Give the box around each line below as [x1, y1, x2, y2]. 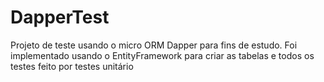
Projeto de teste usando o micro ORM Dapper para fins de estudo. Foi [10, 39, 298, 51]
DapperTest [10, 6, 110, 29]
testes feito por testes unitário [10, 60, 134, 72]
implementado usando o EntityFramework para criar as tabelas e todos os [10, 49, 315, 61]
